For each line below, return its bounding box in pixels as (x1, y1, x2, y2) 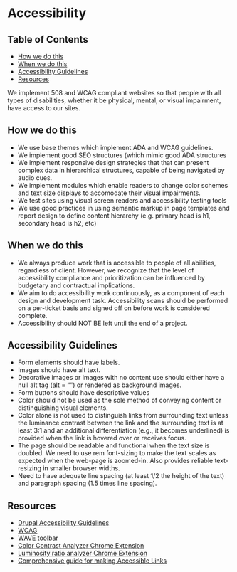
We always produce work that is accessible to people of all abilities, (17, 258, 216, 267)
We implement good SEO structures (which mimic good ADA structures (17, 151, 227, 159)
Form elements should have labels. (17, 358, 120, 367)
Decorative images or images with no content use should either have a (17, 374, 225, 382)
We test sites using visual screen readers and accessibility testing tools (17, 196, 227, 204)
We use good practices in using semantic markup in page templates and (17, 203, 230, 212)
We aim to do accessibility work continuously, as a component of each (17, 288, 226, 297)
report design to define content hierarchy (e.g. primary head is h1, (17, 211, 211, 220)
